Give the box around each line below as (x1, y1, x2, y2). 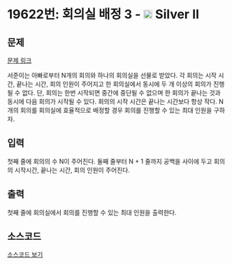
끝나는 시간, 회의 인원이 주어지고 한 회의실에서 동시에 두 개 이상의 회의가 (16, 80, 212, 88)
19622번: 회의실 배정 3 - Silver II (7, 6, 200, 22)
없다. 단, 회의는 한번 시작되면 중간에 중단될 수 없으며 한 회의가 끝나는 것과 (22, 89, 222, 96)
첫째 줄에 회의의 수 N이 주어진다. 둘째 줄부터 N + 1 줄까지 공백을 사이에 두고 (7, 157, 212, 165)
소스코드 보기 (7, 250, 43, 259)
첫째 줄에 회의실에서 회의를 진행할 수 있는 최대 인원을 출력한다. (7, 208, 177, 217)
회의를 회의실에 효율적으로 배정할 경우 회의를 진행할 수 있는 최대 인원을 (20, 106, 212, 114)
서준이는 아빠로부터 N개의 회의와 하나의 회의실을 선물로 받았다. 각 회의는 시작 (7, 71, 217, 79)
